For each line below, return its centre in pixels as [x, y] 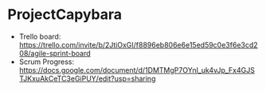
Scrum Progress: [47, 62]
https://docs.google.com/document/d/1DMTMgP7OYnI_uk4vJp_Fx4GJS [137, 70]
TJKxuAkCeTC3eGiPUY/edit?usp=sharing [87, 78]
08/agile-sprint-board [55, 53]
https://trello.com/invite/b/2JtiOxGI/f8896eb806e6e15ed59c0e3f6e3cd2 [138, 44]
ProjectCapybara [65, 15]
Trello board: [40, 36]
